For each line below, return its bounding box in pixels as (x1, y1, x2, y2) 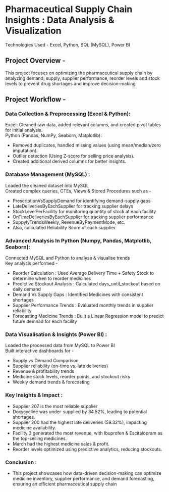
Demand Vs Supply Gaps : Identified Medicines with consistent (12, 291, 144, 298)
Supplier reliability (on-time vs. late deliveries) (12, 363, 108, 369)
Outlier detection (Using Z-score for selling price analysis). (12, 153, 135, 159)
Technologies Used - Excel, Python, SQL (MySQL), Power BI (5, 41, 130, 47)
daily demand (12, 286, 41, 292)
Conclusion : (5, 459, 37, 466)
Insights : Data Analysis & (5, 14, 115, 26)
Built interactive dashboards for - (5, 348, 74, 354)
